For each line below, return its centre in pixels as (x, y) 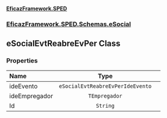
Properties (22, 60)
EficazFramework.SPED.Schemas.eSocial (69, 24)
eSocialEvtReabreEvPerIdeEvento (105, 86)
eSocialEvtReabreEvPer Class (63, 43)
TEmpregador (105, 96)
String (105, 106)
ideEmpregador (31, 96)
